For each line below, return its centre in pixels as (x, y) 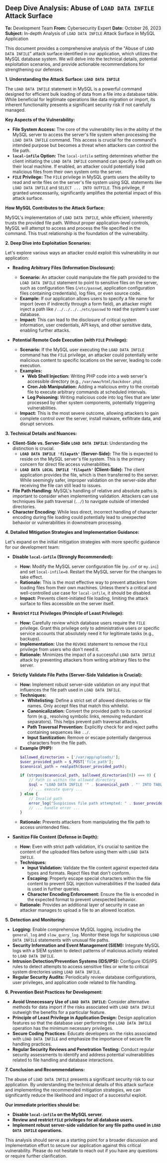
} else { (29, 794)
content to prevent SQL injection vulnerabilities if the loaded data (94, 884)
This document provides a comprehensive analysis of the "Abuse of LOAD (80, 48)
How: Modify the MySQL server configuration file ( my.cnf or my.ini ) (89, 566)
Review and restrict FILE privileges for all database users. (73, 1120)
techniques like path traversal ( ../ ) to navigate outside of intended (81, 501)
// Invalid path (46, 799)
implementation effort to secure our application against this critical (73, 1146)
